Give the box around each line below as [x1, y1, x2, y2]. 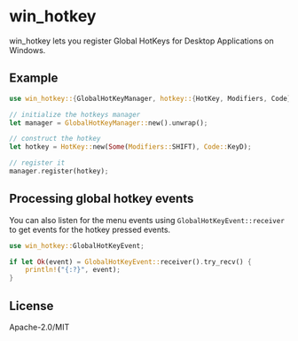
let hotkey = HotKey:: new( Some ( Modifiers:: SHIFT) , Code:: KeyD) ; [9, 143, 252, 151]
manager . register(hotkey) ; [9, 167, 109, 175]
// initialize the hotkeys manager [9, 110, 141, 119]
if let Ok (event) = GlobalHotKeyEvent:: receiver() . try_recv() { [9, 257, 252, 267]
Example [9, 71, 59, 86]
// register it [9, 159, 66, 167]
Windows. [9, 44, 46, 55]
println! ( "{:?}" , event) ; [25, 266, 122, 275]
